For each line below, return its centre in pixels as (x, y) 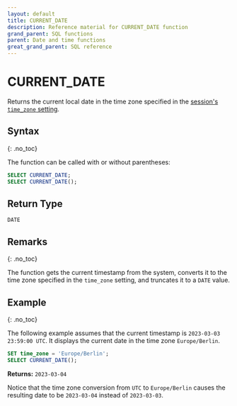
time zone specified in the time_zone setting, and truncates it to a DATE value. (118, 280)
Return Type (35, 204)
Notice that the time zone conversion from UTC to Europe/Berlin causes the (116, 388)
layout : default (31, 14)
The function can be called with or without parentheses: (89, 162)
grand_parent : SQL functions (50, 34)
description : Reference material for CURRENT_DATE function (98, 27)
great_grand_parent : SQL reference (60, 47)
